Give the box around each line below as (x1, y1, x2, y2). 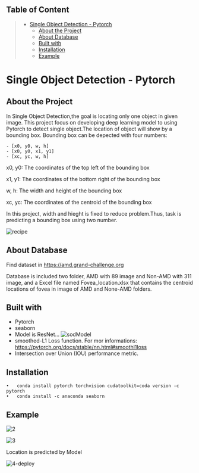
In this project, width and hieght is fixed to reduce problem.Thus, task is (6, 210, 182, 217)
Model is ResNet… (14, 331, 60, 338)
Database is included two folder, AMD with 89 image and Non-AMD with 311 (6, 272, 192, 279)
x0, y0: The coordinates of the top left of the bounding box (6, 164, 150, 171)
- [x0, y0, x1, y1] (6, 148, 55, 154)
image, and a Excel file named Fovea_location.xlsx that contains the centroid (6, 279, 193, 286)
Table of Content (6, 5, 70, 15)
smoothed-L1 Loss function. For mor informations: (14, 337, 138, 344)
